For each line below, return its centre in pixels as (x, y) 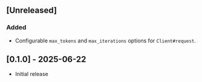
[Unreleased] (32, 10)
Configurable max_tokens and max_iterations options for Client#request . (106, 40)
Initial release (31, 74)
